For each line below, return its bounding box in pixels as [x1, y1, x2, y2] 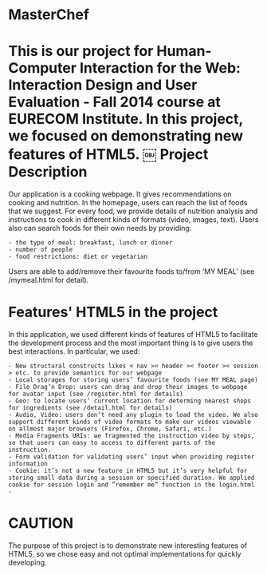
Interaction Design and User [8, 76, 198, 94]
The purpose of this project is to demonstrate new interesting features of [8, 541, 248, 550]
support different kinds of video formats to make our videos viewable [8, 418, 251, 426]
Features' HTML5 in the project [8, 303, 218, 321]
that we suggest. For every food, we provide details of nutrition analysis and [8, 206, 258, 216]
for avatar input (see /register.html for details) [8, 390, 183, 399]
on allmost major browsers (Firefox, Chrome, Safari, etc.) [8, 425, 213, 433]
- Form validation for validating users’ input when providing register [8, 453, 255, 461]
